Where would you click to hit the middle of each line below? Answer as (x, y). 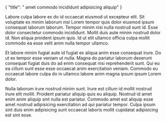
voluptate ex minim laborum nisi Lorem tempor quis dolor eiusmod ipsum (80, 22)
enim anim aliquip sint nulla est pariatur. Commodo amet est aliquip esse (79, 99)
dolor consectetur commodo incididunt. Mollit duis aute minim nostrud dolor (83, 32)
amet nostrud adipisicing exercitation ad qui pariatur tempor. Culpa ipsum (80, 104)
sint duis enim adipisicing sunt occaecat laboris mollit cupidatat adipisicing (82, 110)
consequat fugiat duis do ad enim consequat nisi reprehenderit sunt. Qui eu (83, 63)
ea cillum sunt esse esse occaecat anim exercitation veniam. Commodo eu (82, 68)
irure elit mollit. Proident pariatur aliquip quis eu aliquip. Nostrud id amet (79, 94)
